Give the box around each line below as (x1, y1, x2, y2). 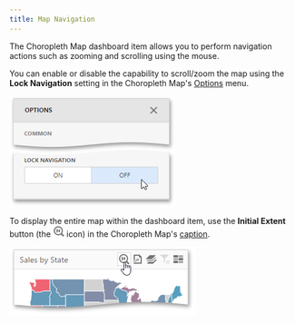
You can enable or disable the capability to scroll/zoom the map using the (9, 68, 284, 79)
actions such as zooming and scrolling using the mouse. (9, 50, 220, 61)
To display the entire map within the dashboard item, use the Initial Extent (9, 215, 286, 226)
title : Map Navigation (9, 15, 95, 24)
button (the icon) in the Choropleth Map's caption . (9, 228, 211, 240)
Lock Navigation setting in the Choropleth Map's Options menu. (9, 77, 250, 88)
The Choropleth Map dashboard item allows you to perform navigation (9, 41, 272, 52)
